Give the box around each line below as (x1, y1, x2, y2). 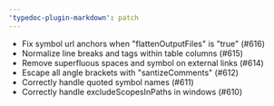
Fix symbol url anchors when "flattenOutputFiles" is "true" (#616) (21, 38, 265, 49)
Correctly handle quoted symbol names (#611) (21, 76, 194, 87)
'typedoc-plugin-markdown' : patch (8, 13, 140, 23)
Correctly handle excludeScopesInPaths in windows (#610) (21, 86, 243, 97)
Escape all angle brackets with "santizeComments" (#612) (21, 67, 240, 78)
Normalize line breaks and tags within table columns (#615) (21, 47, 244, 59)
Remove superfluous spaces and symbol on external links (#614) (21, 57, 264, 68)
